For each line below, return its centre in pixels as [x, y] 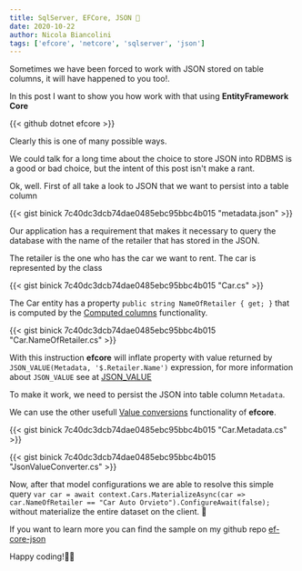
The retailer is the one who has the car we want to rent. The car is [133, 258]
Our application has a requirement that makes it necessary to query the [143, 231]
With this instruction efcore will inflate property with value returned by [141, 358]
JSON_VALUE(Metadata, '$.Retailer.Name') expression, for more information [151, 367]
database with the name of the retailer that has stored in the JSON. [135, 241]
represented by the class [56, 268]
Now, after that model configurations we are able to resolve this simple [142, 485]
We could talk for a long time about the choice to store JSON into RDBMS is [151, 159]
